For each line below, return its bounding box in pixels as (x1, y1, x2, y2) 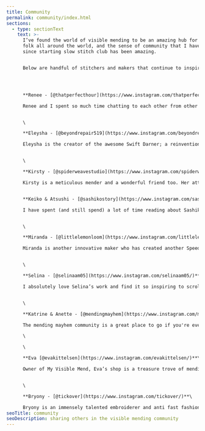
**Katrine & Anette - (22, 311, 78, 317)
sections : (6, 20, 32, 26)
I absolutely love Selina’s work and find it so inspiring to (22, 283, 184, 290)
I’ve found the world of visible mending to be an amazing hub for (22, 37, 198, 43)
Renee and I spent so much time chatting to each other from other (22, 103, 198, 109)
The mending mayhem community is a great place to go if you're (22, 322, 190, 328)
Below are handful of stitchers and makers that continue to (22, 65, 182, 71)
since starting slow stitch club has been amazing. (22, 49, 157, 55)
